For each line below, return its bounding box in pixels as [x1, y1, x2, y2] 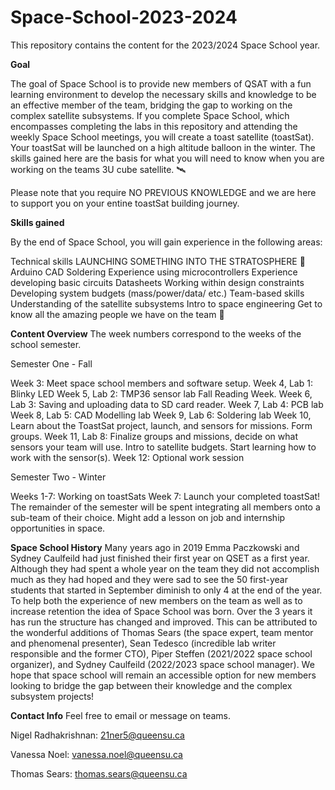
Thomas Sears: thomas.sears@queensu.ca [10, 767, 188, 780]
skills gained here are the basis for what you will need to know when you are [10, 152, 325, 164]
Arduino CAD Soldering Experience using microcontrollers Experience [10, 266, 298, 278]
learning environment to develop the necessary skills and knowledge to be [10, 88, 317, 100]
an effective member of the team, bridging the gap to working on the [10, 99, 293, 111]
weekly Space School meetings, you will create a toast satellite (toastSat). [10, 131, 315, 143]
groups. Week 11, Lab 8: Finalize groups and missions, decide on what [10, 430, 298, 442]
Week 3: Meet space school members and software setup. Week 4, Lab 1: [10, 377, 313, 389]
